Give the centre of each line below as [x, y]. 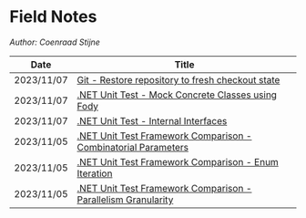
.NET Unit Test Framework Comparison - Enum [178, 161]
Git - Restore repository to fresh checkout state [178, 79]
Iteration [95, 173]
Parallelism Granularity [125, 200]
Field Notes [53, 17]
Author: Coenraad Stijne [55, 42]
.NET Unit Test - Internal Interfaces [152, 120]
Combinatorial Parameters [133, 147]
